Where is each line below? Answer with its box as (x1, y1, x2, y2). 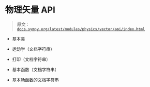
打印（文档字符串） (12, 56, 51, 62)
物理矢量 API (5, 4, 56, 15)
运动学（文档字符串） (12, 46, 55, 52)
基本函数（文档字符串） (12, 66, 59, 72)
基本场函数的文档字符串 (12, 77, 59, 83)
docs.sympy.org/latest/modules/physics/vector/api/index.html (16, 27, 145, 31)
